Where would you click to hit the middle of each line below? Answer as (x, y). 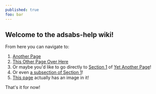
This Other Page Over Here (40, 62)
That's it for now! (23, 87)
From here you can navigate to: (37, 47)
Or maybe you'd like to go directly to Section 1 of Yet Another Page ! (82, 67)
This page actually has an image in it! (50, 77)
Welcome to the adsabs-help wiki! (59, 35)
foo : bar (14, 14)
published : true (22, 10)
